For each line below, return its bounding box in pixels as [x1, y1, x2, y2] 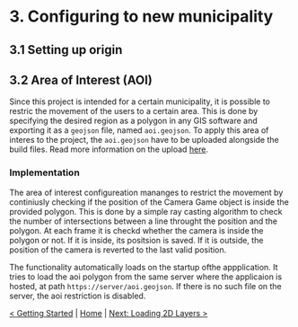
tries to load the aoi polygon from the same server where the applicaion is [9, 271, 283, 282]
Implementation [9, 166, 81, 179]
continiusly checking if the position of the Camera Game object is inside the [9, 196, 289, 208]
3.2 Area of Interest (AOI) [9, 72, 153, 87]
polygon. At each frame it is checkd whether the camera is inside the [9, 225, 264, 235]
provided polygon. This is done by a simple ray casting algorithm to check [9, 206, 283, 217]
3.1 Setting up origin [9, 42, 123, 57]
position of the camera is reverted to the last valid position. [9, 244, 227, 255]
